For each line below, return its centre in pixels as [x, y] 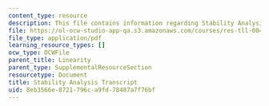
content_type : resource [48, 16]
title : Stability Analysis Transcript [73, 82]
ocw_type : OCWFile [39, 53]
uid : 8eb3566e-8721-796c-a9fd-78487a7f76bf [82, 90]
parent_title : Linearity [50, 61]
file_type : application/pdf [55, 38]
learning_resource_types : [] [57, 45]
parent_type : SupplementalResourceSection [80, 68]
